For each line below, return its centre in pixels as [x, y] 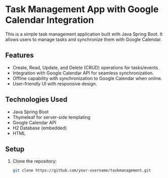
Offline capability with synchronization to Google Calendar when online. [87, 78]
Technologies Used [36, 100]
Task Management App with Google [82, 9]
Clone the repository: [35, 161]
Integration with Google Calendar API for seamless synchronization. [83, 73]
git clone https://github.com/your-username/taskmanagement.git [82, 170]
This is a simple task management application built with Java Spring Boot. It [84, 34]
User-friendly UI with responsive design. [55, 83]
